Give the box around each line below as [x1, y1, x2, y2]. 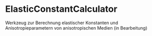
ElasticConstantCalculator [5, 3, 118, 15]
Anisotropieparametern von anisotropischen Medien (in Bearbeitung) [5, 25, 147, 31]
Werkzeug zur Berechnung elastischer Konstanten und [5, 20, 118, 26]
